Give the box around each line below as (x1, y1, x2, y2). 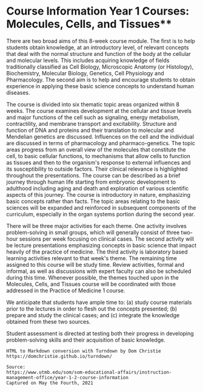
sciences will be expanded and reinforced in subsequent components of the (6, 204, 196, 211)
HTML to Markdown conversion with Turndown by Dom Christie (6, 348, 162, 354)
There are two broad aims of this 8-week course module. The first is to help (6, 37, 196, 44)
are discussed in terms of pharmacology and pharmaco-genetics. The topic (6, 139, 196, 146)
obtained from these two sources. (6, 318, 91, 325)
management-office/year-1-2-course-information (6, 374, 129, 380)
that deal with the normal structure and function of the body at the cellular (6, 50, 191, 57)
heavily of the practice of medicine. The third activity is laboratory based (6, 248, 188, 255)
